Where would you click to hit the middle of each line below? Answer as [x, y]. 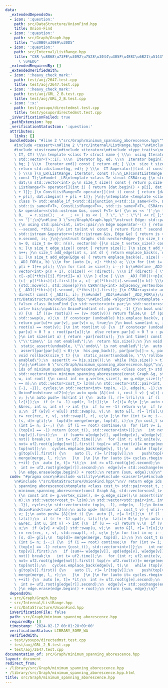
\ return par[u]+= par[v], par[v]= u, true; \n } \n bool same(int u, [87, 323]
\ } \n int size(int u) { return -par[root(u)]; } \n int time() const [88, 337]
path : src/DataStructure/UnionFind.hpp [56, 24]
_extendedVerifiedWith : [34, 71]
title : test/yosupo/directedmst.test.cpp [58, 113]
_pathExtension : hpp [31, 122]
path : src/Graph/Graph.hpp [42, 38]
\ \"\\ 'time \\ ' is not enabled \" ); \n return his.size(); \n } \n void [88, 341]
